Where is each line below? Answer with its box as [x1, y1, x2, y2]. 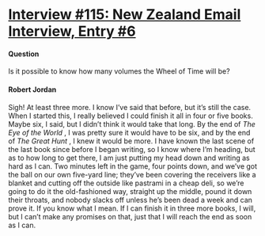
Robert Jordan [8, 85, 57, 94]
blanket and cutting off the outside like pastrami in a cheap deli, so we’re [8, 178, 244, 188]
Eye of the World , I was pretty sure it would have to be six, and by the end [8, 128, 251, 137]
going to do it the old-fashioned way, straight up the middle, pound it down [8, 186, 252, 196]
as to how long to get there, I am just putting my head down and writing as [8, 153, 251, 162]
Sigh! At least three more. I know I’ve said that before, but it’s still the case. [8, 102, 252, 112]
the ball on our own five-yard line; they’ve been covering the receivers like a [8, 169, 256, 179]
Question [8, 49, 40, 59]
